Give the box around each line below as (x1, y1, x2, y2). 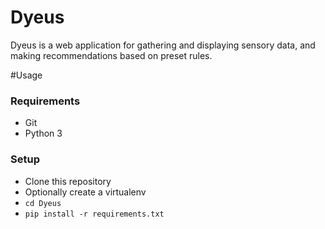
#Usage (10, 69, 43, 81)
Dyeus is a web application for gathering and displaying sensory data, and (10, 39, 316, 51)
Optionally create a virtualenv (24, 186, 147, 198)
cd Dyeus (24, 198, 62, 208)
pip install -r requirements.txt (24, 209, 165, 219)
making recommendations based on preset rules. (10, 49, 213, 61)
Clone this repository (24, 175, 112, 187)
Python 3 (24, 127, 63, 140)
